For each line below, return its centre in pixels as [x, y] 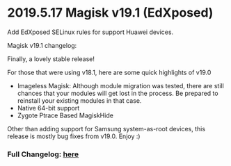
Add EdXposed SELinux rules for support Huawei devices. [90, 32]
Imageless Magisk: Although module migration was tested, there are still [120, 85]
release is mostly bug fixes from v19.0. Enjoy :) [74, 136]
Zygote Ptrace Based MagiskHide [65, 115]
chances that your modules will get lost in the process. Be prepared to [118, 93]
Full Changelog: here [43, 154]
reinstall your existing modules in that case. [79, 100]
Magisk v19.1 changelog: [42, 45]
